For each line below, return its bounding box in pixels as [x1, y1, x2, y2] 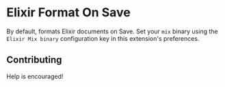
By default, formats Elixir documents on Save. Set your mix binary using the [6, 27, 218, 35]
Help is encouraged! [6, 72, 64, 80]
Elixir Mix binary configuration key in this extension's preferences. [6, 34, 200, 42]
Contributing [6, 54, 62, 66]
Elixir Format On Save [6, 5, 131, 20]
